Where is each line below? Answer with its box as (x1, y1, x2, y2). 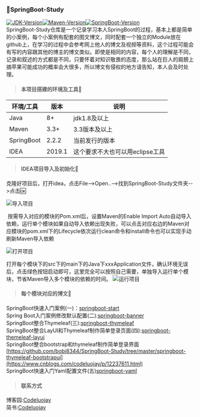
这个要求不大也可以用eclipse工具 (73, 148, 165, 156)
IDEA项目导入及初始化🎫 (20, 165, 79, 173)
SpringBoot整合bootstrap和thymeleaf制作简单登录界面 (6, 341, 139, 348)
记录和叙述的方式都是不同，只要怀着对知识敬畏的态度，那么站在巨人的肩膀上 (6, 56, 194, 63)
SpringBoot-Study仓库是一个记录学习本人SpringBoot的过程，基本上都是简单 (6, 26, 192, 33)
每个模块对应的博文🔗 (20, 290, 71, 298)
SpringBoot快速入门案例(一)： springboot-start (6, 304, 120, 311)
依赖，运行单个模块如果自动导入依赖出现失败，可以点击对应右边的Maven (6, 220, 185, 227)
